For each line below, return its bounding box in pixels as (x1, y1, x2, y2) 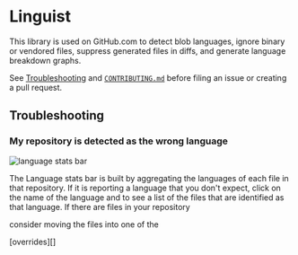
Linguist (9, 6, 72, 27)
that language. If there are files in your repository (9, 201, 190, 212)
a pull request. (9, 82, 63, 92)
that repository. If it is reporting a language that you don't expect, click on (9, 182, 281, 193)
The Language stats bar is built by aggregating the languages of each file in (9, 172, 289, 183)
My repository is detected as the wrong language (9, 135, 229, 147)
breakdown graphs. (9, 55, 82, 66)
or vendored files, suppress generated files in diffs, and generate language (9, 45, 286, 56)
